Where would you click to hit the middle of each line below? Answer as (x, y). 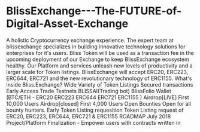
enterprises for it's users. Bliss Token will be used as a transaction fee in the (100, 53)
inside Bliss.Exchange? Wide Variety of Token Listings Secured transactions (100, 84)
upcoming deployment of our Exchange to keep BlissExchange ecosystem (98, 59)
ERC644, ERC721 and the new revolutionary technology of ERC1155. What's (99, 78)
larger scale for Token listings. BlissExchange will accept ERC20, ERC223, (97, 72)
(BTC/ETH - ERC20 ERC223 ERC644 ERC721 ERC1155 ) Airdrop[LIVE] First (98, 97)
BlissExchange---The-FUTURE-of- (94, 11)
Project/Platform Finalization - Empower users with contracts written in (93, 122)
